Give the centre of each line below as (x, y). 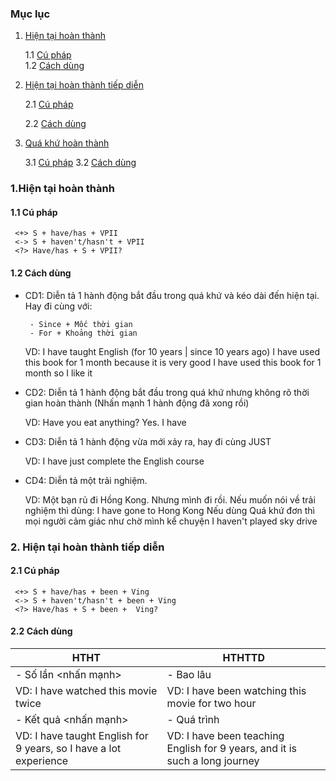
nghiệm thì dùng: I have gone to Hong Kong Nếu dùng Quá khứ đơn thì (169, 510)
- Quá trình (193, 719)
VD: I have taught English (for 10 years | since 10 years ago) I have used (172, 351)
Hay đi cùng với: (58, 306)
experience (42, 760)
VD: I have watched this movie (86, 690)
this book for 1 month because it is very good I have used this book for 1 (173, 362)
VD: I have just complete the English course (114, 461)
